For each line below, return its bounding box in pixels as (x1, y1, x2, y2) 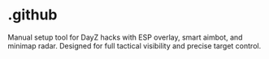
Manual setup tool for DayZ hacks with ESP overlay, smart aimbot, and (7, 32, 243, 42)
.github (7, 6, 58, 24)
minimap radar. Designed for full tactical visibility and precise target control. (7, 40, 262, 50)
